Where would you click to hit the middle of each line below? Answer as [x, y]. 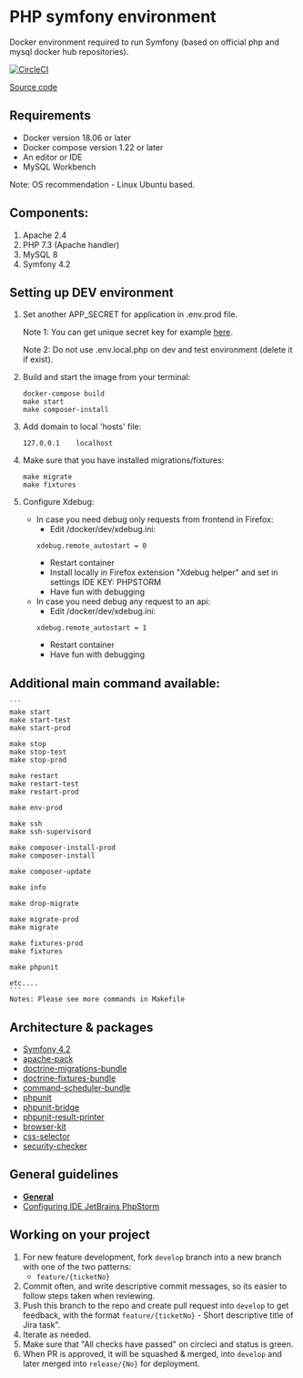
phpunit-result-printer [63, 1117]
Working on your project [80, 1235]
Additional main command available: [115, 683]
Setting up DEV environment [92, 292]
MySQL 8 [40, 254]
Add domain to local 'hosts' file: [82, 427]
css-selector [46, 1136]
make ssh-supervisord [50, 832]
